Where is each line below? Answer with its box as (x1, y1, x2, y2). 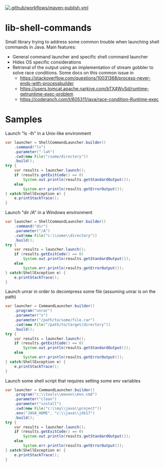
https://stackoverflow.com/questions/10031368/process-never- (19, 75, 151, 81)
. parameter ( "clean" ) (14, 396, 57, 402)
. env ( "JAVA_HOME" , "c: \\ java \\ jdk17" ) (14, 410, 95, 415)
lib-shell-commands (5, 22, 91, 33)
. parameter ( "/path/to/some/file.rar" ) (14, 317, 95, 322)
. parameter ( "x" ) (14, 313, 48, 318)
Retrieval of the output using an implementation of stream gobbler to (12, 64, 154, 70)
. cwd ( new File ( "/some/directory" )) (14, 154, 88, 159)
